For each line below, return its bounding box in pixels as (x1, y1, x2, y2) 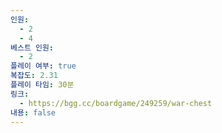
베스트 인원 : (10, 42, 55, 53)
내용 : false (10, 107, 57, 118)
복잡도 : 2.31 (10, 71, 58, 81)
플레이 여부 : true (10, 61, 77, 71)
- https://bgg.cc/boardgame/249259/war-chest (19, 98, 213, 108)
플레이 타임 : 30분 (10, 80, 75, 90)
